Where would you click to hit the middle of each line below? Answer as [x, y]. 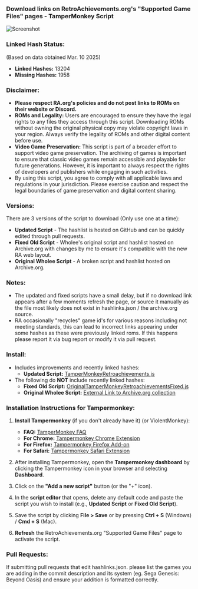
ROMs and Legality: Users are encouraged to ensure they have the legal [103, 115]
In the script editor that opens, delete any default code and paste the [99, 498]
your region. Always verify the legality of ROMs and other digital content [102, 134]
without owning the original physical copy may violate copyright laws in [101, 128]
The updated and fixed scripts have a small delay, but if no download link [103, 296]
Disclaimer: [23, 90]
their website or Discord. [46, 109]
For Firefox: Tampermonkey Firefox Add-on [76, 445]
